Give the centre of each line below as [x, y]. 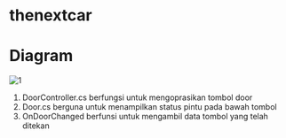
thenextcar [51, 15]
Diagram [41, 56]
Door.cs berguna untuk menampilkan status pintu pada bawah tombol [149, 107]
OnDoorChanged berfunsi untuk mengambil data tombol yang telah [145, 117]
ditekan [36, 126]
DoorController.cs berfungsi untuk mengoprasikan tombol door [137, 97]
